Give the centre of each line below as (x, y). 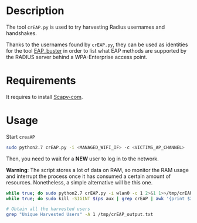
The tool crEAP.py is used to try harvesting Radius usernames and (86, 27)
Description (35, 11)
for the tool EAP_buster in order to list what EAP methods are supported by (96, 50)
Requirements (41, 81)
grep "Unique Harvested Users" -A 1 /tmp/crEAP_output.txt (80, 215)
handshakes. (21, 33)
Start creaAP (21, 136)
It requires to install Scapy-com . (45, 97)
